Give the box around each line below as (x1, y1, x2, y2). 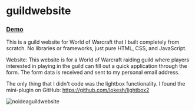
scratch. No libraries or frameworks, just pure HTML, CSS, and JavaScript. (6, 45, 187, 52)
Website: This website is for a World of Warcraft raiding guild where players (6, 56, 190, 63)
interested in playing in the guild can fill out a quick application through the (6, 63, 187, 70)
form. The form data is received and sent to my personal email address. (6, 69, 180, 76)
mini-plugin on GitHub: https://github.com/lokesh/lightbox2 (6, 87, 150, 94)
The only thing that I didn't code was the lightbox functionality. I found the (6, 80, 186, 87)
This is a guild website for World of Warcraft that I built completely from (6, 38, 180, 45)
